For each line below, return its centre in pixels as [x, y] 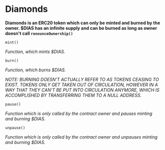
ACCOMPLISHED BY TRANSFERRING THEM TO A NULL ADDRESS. [73, 95]
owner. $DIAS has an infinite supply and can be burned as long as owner [81, 28]
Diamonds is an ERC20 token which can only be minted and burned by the [83, 23]
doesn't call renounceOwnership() [39, 33]
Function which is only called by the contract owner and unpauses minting [81, 137]
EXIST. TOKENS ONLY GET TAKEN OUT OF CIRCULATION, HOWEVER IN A [82, 85]
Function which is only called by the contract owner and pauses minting [79, 113]
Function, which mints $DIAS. [35, 51]
